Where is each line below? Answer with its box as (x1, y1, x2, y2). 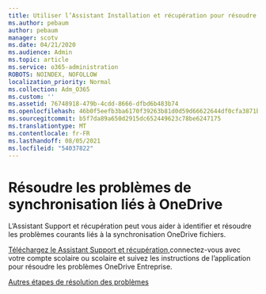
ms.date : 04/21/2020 (8, 41, 77, 49)
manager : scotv (8, 33, 59, 42)
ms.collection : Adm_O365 (8, 85, 90, 94)
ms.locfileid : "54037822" (8, 144, 93, 152)
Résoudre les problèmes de (8, 178, 192, 197)
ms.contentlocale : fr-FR (8, 129, 90, 137)
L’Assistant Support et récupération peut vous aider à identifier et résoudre (8, 221, 252, 231)
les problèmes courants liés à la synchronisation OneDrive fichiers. (8, 230, 226, 239)
